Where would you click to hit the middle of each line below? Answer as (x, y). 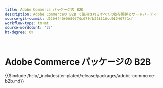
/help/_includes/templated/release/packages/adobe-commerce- (91, 75)
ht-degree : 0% (19, 32)
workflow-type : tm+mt (27, 23)
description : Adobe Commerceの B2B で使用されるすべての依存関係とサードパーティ (81, 14)
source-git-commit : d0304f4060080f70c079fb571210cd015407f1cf (69, 18)
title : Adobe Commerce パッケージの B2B (44, 9)
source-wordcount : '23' (29, 28)
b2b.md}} (15, 81)
